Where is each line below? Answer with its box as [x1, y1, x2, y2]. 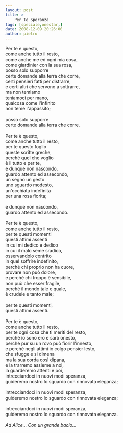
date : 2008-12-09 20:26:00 [5, 27, 63, 32]
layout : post [5, 7, 33, 13]
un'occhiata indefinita [5, 187, 51, 193]
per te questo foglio [5, 144, 47, 149]
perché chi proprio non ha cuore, [5, 264, 75, 270]
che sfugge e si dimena [5, 351, 55, 357]
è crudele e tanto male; [5, 291, 54, 297]
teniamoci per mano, [5, 95, 48, 101]
